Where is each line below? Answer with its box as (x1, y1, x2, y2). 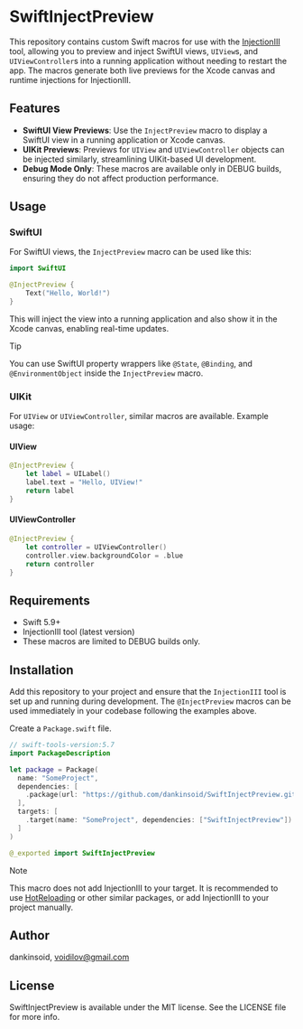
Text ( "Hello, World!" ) (25, 289, 111, 298)
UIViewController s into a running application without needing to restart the (9, 55, 287, 66)
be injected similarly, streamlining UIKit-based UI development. (22, 154, 257, 164)
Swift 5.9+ (22, 617, 61, 628)
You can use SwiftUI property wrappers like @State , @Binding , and (9, 358, 252, 369)
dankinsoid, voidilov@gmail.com (9, 951, 130, 963)
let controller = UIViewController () (25, 542, 168, 552)
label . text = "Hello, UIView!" (25, 478, 143, 487)
